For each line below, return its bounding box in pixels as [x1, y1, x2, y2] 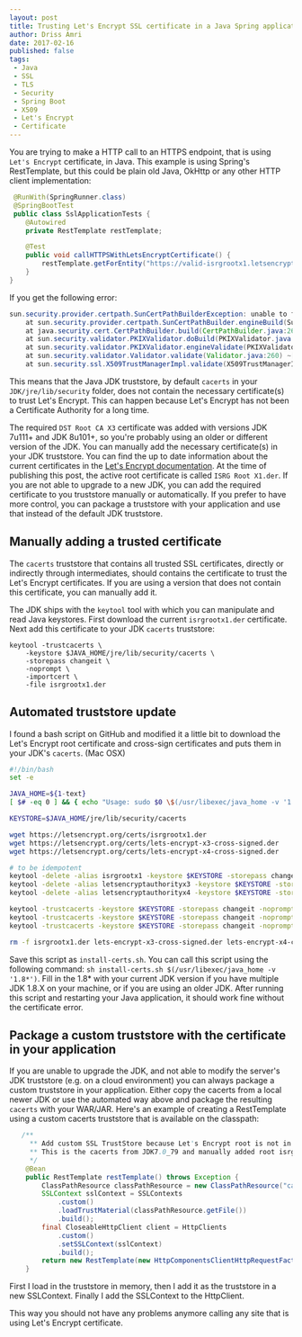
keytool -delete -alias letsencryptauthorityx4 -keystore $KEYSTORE [9, 888, 271, 898]
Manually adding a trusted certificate [9, 534, 222, 550]
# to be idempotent [9, 863, 83, 873]
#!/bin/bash [9, 765, 54, 774]
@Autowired [25, 218, 67, 227]
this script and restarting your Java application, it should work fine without [9, 992, 285, 1003]
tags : [9, 55, 30, 64]
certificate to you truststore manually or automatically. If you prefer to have [9, 489, 287, 499]
